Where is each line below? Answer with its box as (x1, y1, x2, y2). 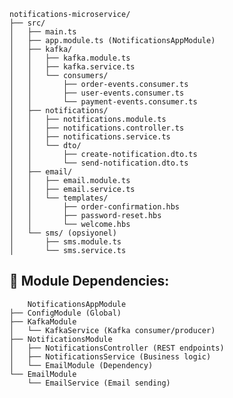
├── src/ (9, 18, 46, 28)
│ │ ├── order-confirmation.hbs (9, 202, 181, 212)
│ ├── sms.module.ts (9, 237, 122, 247)
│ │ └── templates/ (9, 193, 109, 203)
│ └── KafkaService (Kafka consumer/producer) (9, 325, 216, 335)
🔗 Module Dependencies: (9, 273, 170, 290)
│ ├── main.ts (9, 27, 77, 37)
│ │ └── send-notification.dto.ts (9, 158, 189, 168)
